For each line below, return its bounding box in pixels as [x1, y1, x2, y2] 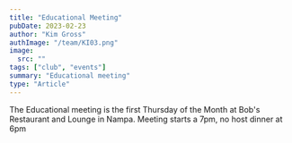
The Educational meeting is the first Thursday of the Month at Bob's [9, 104, 261, 114]
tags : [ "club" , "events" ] [9, 63, 106, 72]
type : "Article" [9, 80, 70, 88]
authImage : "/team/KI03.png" [9, 38, 119, 47]
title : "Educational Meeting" [9, 13, 123, 22]
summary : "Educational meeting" [9, 71, 130, 80]
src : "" [17, 55, 47, 63]
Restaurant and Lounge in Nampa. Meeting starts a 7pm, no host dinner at [9, 114, 283, 124]
